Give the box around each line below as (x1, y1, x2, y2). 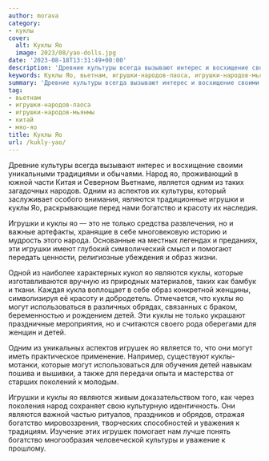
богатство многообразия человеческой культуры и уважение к (8, 435, 226, 444)
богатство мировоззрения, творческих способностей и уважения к (8, 418, 240, 427)
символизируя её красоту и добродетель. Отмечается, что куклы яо (8, 293, 244, 303)
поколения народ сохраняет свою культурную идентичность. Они (8, 401, 236, 411)
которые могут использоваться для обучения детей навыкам (41, 359, 252, 369)
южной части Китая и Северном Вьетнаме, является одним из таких (8, 177, 244, 186)
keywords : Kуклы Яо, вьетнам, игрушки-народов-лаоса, (8, 71, 192, 79)
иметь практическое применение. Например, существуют (8, 351, 210, 361)
